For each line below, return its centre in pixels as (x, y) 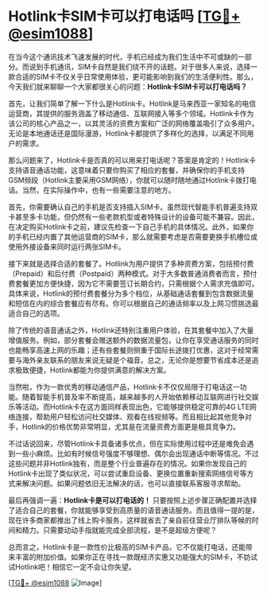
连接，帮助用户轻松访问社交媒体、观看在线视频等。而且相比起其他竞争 (130, 416)
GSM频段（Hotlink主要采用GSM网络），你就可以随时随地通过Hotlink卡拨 (126, 180)
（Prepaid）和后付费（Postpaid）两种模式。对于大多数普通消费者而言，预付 (133, 273)
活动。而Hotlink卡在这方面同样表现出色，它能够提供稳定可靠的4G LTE (136, 406)
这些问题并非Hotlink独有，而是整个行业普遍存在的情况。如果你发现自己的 (128, 463)
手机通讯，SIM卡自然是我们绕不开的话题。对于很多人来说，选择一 (150, 66)
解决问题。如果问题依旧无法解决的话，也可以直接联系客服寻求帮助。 (133, 483)
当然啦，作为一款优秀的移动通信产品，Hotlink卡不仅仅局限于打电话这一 (124, 387)
